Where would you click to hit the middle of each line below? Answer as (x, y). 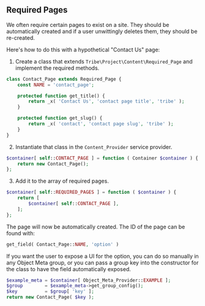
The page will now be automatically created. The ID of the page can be (96, 227)
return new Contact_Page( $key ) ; (50, 297)
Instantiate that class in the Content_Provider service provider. (94, 147)
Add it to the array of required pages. (62, 181)
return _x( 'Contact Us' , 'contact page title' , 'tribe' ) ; (106, 101)
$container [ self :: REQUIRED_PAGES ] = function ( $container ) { (91, 192)
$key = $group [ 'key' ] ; (50, 292)
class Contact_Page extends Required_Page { (64, 79)
